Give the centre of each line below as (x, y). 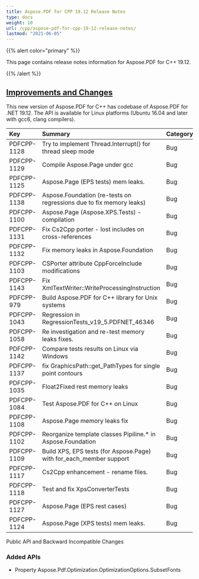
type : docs (20, 17)
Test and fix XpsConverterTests (86, 489)
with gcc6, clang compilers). (41, 119)
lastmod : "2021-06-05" (34, 34)
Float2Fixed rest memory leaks (85, 387)
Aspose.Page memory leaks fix (85, 420)
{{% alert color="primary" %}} (43, 50)
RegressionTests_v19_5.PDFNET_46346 (98, 322)
